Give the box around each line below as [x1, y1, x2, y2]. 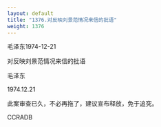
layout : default [7, 10, 54, 17]
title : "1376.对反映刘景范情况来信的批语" [7, 16, 117, 23]
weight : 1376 [7, 23, 45, 30]
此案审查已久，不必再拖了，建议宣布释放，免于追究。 [7, 100, 158, 108]
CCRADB [7, 113, 33, 122]
